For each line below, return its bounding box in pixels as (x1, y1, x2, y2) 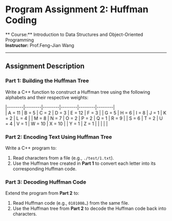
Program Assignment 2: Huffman (5, 4, 148, 15)
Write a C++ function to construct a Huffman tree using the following (5, 89, 150, 95)
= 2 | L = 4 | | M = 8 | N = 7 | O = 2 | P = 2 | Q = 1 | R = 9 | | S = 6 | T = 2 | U (5, 115, 163, 121)
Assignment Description (5, 62, 85, 71)
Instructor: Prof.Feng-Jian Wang (5, 42, 74, 48)
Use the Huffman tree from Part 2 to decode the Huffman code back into (12, 206, 166, 212)
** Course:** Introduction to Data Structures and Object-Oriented (5, 31, 143, 37)
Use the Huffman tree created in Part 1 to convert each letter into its (12, 160, 156, 166)
